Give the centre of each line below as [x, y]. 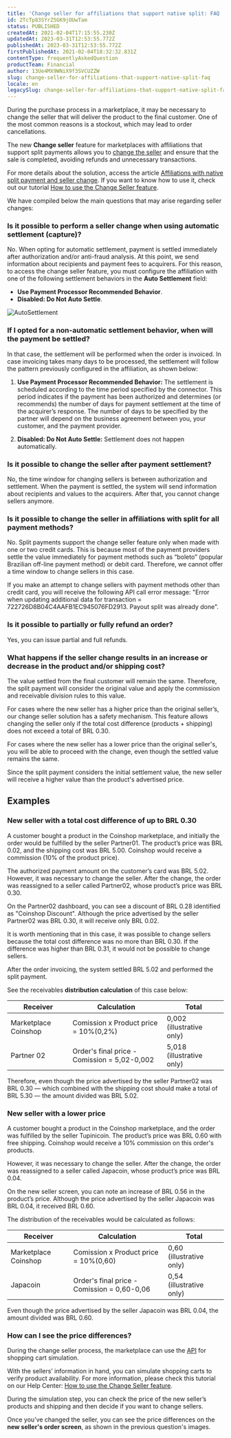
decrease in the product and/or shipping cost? [86, 666]
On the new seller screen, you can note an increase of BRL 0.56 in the [106, 1191]
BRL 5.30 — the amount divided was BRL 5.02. [73, 1095]
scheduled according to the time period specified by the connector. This [119, 389]
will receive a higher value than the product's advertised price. [96, 779]
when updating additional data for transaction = [75, 599]
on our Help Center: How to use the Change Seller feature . [90, 1386]
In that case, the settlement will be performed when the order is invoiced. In [114, 354]
